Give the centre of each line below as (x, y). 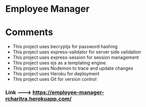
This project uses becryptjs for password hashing (65, 47)
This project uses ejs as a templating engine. (60, 63)
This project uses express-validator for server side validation (77, 52)
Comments (29, 33)
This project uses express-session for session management (76, 57)
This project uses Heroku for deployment (56, 74)
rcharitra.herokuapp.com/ (38, 99)
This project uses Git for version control (55, 79)
